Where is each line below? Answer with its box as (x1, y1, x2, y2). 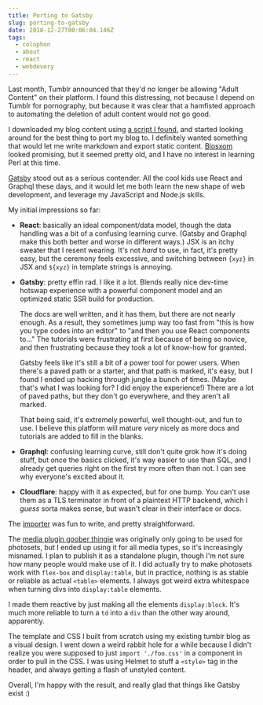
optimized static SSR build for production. (19, 294, 155, 303)
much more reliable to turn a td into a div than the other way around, (8, 608, 230, 617)
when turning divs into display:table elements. (8, 584, 162, 593)
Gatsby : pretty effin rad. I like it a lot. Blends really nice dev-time (19, 277, 228, 287)
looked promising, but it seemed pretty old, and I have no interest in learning (8, 149, 255, 159)
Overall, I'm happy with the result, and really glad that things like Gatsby (8, 680, 241, 689)
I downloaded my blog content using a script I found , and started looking (8, 124, 243, 134)
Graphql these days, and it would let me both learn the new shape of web (8, 182, 246, 191)
